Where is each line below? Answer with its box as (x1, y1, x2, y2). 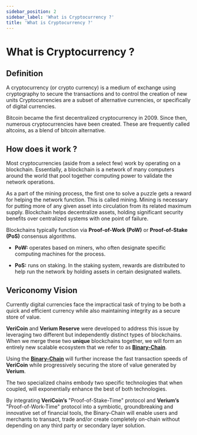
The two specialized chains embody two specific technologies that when (6, 379, 183, 386)
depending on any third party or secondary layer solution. (6, 422, 146, 429)
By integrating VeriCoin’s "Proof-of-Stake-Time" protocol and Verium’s (6, 397, 179, 404)
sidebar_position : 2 (6, 8, 57, 15)
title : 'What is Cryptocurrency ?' (6, 19, 94, 25)
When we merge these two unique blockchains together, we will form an (6, 338, 182, 344)
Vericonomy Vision (6, 285, 78, 295)
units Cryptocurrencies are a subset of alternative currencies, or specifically (6, 97, 191, 104)
